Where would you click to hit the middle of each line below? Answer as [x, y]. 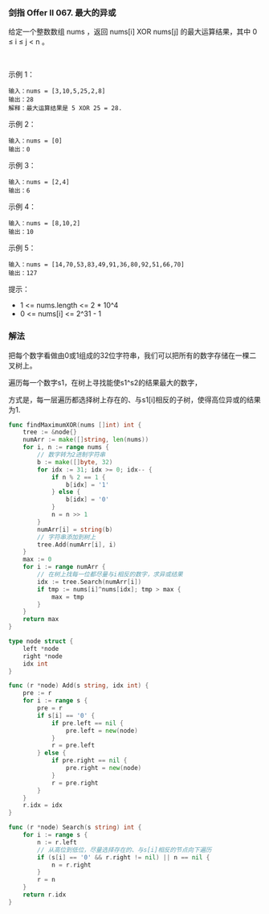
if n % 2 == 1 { [78, 477]
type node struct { [41, 641]
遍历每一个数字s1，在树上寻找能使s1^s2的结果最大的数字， [105, 382]
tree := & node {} [50, 432]
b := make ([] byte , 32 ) [75, 462]
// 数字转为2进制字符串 [71, 455]
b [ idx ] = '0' [88, 500]
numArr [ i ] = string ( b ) [75, 529]
